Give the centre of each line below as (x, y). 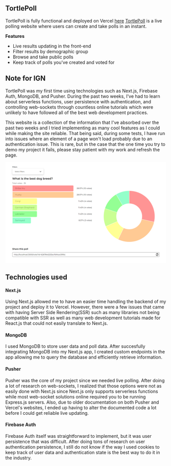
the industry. (19, 458)
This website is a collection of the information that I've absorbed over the (82, 122)
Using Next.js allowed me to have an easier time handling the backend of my (86, 302)
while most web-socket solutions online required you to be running (76, 396)
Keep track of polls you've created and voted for (64, 62)
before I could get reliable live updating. (47, 413)
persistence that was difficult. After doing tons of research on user (75, 441)
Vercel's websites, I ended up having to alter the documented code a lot (81, 407)
